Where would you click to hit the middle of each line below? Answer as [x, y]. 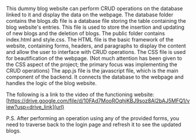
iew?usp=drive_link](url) [35, 107]
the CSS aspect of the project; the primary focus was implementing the [92, 64]
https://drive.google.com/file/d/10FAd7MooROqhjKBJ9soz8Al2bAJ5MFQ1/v [99, 101]
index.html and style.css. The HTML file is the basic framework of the [90, 40]
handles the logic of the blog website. [51, 83]
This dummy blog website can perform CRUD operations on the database [94, 8]
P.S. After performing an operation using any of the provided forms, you [93, 118]
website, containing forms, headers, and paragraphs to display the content [96, 46]
